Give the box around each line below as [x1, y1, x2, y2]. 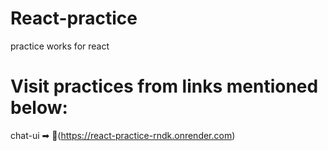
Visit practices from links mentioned [10, 75, 319, 98]
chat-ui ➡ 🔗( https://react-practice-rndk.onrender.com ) [10, 129, 236, 141]
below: [10, 97, 68, 119]
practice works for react [10, 40, 110, 52]
